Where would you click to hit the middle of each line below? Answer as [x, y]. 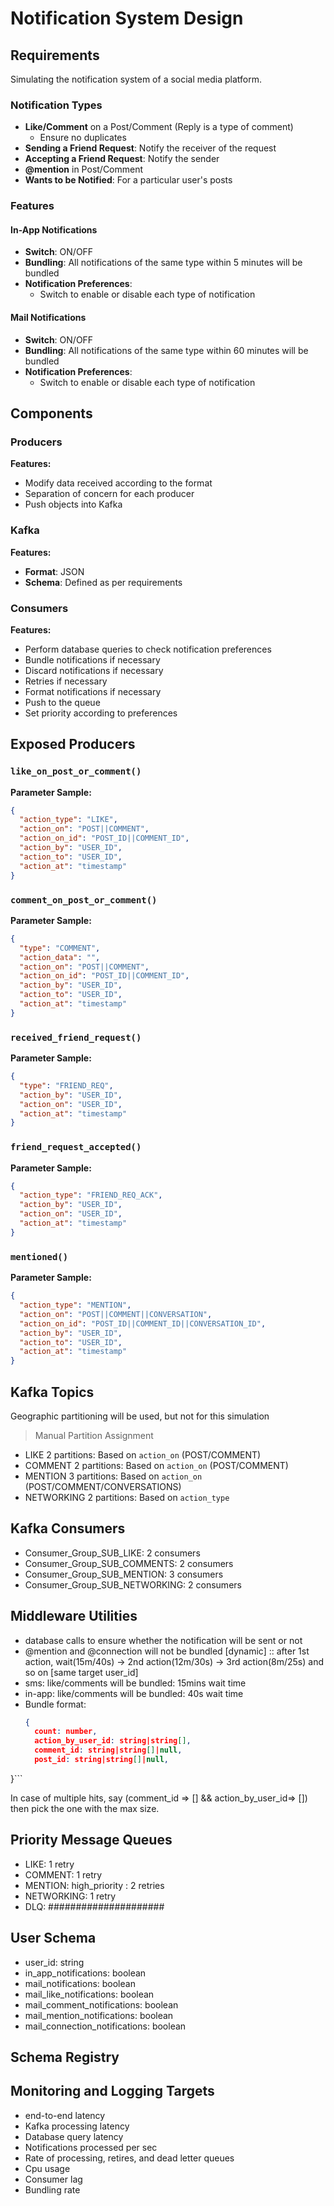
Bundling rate [52, 2189]
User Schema [53, 1938]
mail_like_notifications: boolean [89, 1994]
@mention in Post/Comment [84, 169]
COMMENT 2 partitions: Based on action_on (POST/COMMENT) [156, 1465]
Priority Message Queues [91, 1840]
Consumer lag [53, 2179]
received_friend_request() [76, 1037]
